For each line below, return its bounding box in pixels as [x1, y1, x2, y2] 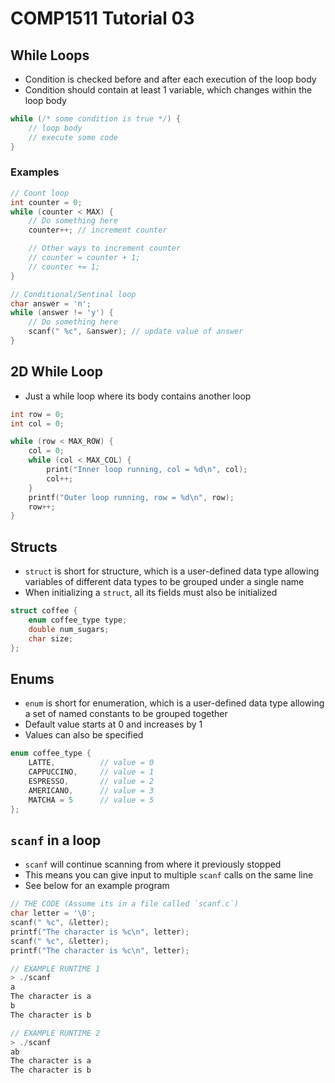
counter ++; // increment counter [28, 225, 168, 236]
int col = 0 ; [10, 418, 65, 429]
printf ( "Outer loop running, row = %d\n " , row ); [28, 492, 235, 502]
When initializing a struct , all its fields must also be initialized [24, 587, 278, 599]
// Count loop [10, 188, 70, 198]
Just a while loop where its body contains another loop [24, 390, 252, 402]
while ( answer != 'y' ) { [10, 308, 114, 318]
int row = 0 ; [10, 409, 65, 419]
